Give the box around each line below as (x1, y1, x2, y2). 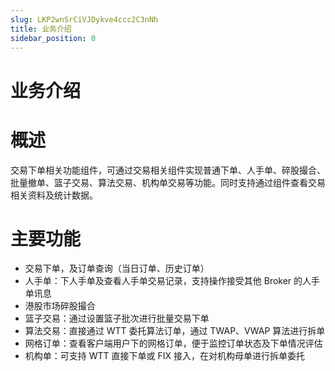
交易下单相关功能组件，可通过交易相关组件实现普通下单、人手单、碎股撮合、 (10, 164, 326, 176)
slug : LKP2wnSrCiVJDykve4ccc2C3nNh (10, 14, 159, 25)
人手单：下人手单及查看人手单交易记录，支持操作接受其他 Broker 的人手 (24, 275, 321, 287)
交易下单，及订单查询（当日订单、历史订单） (24, 262, 210, 275)
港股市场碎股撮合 (24, 300, 96, 312)
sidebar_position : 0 (10, 33, 97, 43)
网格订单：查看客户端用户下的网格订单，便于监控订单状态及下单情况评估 (24, 337, 323, 350)
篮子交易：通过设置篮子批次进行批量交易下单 (24, 312, 210, 325)
